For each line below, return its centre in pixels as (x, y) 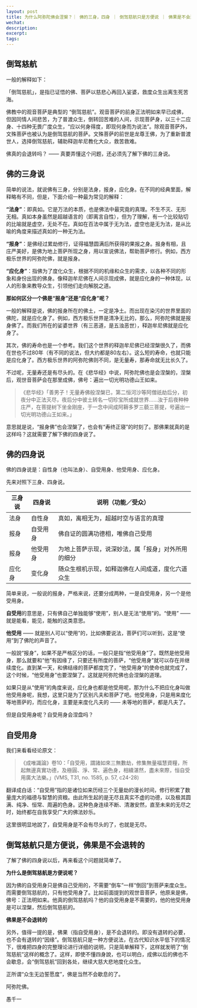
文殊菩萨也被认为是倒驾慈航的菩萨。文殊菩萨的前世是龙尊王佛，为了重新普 (96, 133)
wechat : (16, 22)
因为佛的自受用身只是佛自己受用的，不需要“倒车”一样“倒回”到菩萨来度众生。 (98, 885)
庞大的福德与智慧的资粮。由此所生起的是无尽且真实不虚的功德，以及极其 (98, 797)
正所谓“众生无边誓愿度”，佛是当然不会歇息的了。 (65, 974)
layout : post (22, 11)
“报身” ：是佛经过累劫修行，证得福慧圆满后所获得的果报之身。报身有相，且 (96, 243)
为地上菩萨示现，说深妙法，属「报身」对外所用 (123, 549)
